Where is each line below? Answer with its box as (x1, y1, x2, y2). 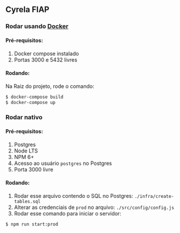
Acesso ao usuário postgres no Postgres (13, 160, 112, 167)
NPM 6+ (13, 153, 35, 160)
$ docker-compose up (5, 99, 56, 105)
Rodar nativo (5, 113, 43, 121)
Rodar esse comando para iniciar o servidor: (13, 210, 121, 217)
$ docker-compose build (5, 94, 64, 100)
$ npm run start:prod (5, 221, 59, 227)
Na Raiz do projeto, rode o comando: (5, 82, 94, 90)
